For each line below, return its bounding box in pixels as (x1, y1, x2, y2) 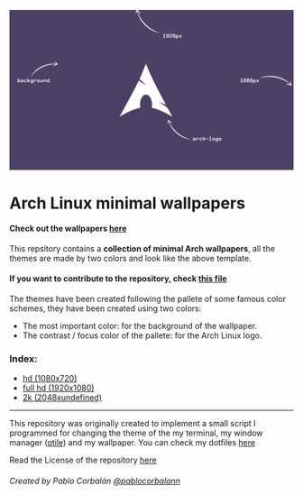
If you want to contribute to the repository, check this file (9, 273, 227, 284)
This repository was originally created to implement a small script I (9, 418, 256, 429)
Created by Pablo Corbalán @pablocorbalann (9, 475, 180, 486)
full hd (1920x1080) (22, 382, 95, 393)
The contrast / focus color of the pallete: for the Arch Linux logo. (22, 330, 262, 341)
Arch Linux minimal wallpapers (9, 193, 246, 213)
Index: (9, 353, 38, 365)
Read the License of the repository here (9, 454, 157, 465)
